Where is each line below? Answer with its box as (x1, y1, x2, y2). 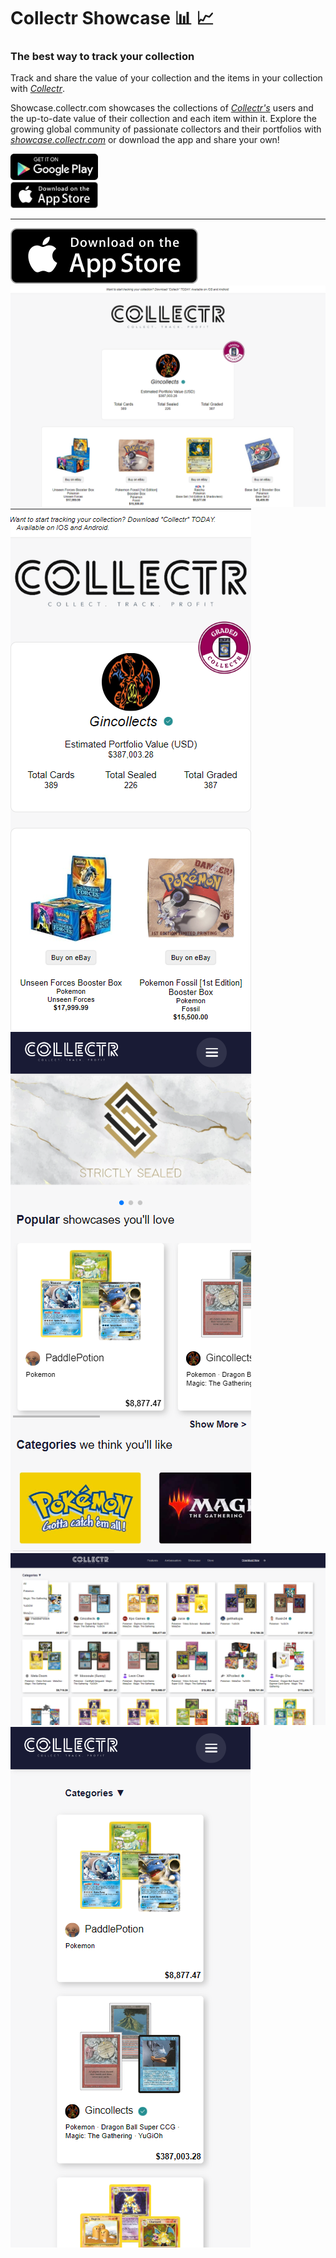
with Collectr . (10, 83, 66, 95)
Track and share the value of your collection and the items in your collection (10, 72, 323, 84)
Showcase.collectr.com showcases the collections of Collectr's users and (10, 102, 314, 114)
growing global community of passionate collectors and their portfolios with (10, 123, 322, 135)
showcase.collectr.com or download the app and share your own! (10, 134, 280, 146)
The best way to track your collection (10, 50, 195, 64)
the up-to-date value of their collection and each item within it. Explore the (10, 113, 318, 125)
